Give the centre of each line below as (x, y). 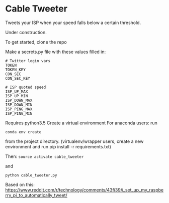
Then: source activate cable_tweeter (45, 156)
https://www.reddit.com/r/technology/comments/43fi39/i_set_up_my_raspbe (84, 190)
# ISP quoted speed (26, 87)
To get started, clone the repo (36, 42)
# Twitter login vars (28, 61)
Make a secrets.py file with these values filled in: (56, 52)
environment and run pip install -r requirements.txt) (58, 146)
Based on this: (20, 184)
